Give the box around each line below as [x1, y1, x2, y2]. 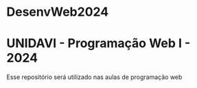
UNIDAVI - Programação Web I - [6, 36, 191, 52]
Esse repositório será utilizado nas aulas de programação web [6, 73, 183, 81]
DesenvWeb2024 [6, 4, 109, 20]
